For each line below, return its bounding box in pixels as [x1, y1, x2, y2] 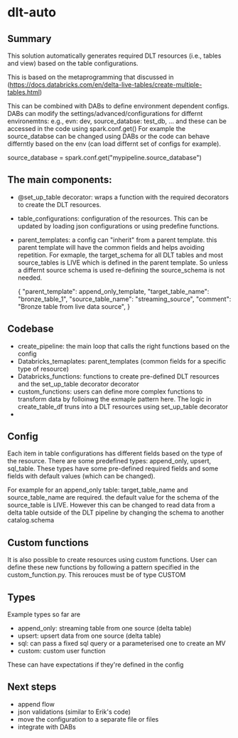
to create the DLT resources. [17, 200, 102, 209]
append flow [17, 700, 55, 708]
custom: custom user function [17, 647, 106, 655]
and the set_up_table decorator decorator [17, 379, 140, 388]
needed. [17, 273, 43, 282]
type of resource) [17, 364, 70, 373]
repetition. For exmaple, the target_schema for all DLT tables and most [17, 251, 224, 259]
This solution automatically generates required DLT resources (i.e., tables [7, 51, 222, 60]
